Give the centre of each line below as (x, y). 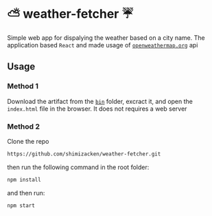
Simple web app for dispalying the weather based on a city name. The (106, 37)
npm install (24, 180)
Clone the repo (28, 141)
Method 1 (23, 86)
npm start (21, 205)
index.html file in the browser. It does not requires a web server (97, 109)
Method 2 (23, 127)
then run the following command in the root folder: (78, 167)
